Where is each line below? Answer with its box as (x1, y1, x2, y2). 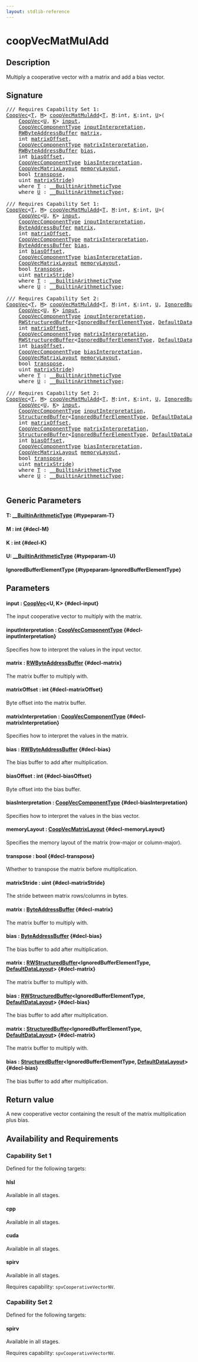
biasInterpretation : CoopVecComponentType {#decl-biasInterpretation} (6, 799, 188, 806)
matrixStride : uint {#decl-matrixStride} (6, 879, 105, 886)
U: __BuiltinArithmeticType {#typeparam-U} (6, 552, 116, 559)
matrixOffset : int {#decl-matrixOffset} (6, 686, 103, 693)
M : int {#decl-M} (6, 526, 49, 533)
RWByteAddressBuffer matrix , (18, 130, 103, 137)
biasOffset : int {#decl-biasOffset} (6, 772, 93, 779)
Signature (6, 90, 43, 101)
